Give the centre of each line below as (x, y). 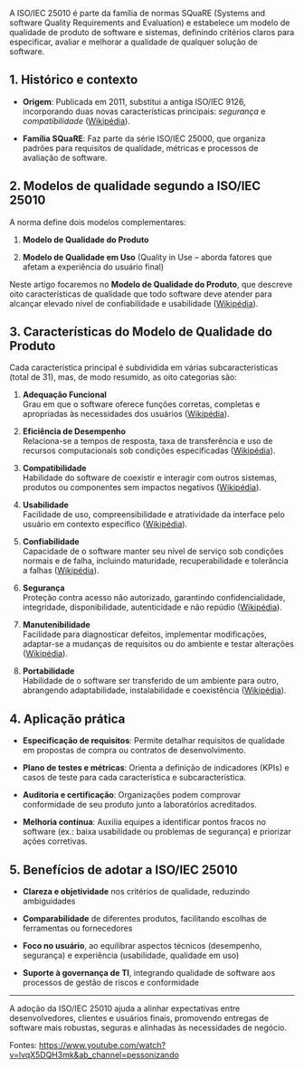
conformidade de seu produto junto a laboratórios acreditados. (140, 805)
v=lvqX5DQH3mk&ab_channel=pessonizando (94, 1055)
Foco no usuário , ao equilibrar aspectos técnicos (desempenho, (142, 946)
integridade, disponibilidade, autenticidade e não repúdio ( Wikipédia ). (152, 607)
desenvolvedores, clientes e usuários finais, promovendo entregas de (139, 1018)
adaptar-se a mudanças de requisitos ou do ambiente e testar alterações (158, 644)
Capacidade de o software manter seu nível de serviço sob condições (153, 552)
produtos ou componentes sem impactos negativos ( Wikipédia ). (142, 487)
